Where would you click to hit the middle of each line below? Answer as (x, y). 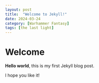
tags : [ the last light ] (30, 28)
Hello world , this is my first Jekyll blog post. (50, 66)
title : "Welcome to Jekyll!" (36, 14)
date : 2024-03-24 (23, 19)
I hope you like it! (22, 75)
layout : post (18, 10)
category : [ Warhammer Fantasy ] (37, 23)
